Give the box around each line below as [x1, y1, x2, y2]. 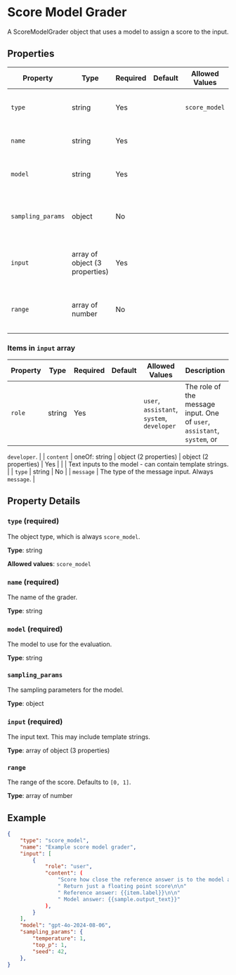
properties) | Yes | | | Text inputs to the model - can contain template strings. [7, 460, 229, 469]
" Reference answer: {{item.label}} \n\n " [57, 889, 181, 896]
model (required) [7, 624, 63, 634]
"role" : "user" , [44, 863, 93, 870]
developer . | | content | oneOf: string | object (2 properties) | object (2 [7, 452, 209, 461]
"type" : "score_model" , [20, 837, 90, 844]
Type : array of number [7, 792, 73, 800]
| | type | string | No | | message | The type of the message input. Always [7, 468, 214, 476]
